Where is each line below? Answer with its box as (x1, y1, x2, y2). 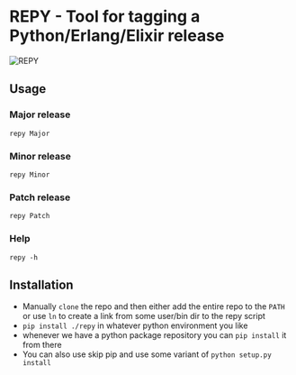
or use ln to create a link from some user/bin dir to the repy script (22, 311, 265, 322)
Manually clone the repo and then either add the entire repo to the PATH (22, 301, 285, 312)
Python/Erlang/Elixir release (9, 25, 225, 46)
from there (22, 340, 62, 351)
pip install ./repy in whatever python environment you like (22, 320, 248, 331)
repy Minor (9, 169, 50, 179)
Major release (9, 108, 71, 121)
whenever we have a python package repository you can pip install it (22, 330, 287, 341)
